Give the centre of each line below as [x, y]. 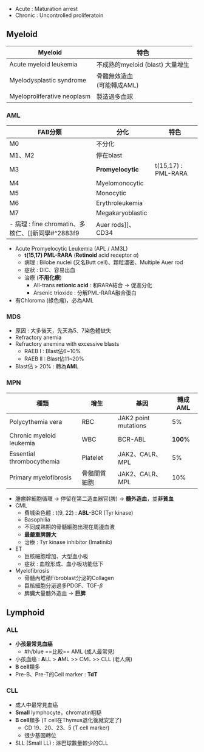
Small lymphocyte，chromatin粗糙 [58, 712]
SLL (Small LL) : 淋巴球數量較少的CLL [62, 743]
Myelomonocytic [120, 184]
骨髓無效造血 [115, 76]
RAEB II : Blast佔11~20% [54, 359]
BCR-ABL [132, 439]
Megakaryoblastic [122, 213]
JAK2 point [134, 418]
